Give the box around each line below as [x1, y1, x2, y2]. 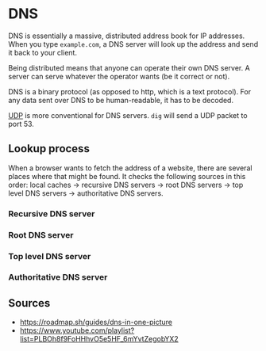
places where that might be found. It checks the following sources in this [8, 171, 246, 181]
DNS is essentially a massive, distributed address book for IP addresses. [8, 31, 245, 40]
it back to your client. [8, 48, 78, 57]
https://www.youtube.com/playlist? [19, 326, 135, 335]
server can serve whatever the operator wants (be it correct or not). [8, 71, 230, 81]
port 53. [8, 119, 34, 128]
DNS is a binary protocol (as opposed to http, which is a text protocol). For [8, 86, 252, 96]
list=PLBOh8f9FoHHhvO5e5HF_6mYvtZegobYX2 [19, 334, 179, 344]
